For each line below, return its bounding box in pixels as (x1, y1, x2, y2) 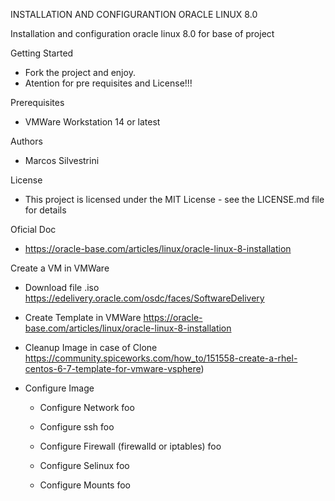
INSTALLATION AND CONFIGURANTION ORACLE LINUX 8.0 (10, 9, 258, 20)
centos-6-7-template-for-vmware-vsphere (24, 363, 202, 374)
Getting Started (10, 47, 74, 59)
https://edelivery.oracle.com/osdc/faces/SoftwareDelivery (24, 292, 265, 304)
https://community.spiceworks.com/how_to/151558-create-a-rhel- (24, 352, 298, 364)
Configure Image (24, 382, 95, 394)
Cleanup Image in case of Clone (24, 342, 158, 353)
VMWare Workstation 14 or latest (24, 116, 161, 128)
